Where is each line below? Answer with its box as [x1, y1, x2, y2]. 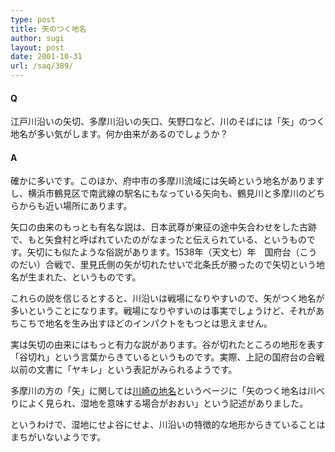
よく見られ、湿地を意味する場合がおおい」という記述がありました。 [27, 397, 309, 410]
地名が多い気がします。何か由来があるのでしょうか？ [10, 128, 229, 140]
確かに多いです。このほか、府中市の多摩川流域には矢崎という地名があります [10, 175, 325, 187]
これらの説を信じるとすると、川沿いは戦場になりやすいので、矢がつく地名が [10, 292, 325, 305]
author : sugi [10, 33, 65, 43]
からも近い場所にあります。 [18, 200, 133, 212]
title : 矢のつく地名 [10, 24, 87, 34]
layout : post [10, 42, 65, 53]
